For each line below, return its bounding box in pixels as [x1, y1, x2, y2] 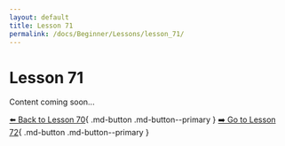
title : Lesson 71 [9, 21, 74, 30]
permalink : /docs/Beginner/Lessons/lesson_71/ [9, 29, 185, 38]
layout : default [9, 12, 69, 22]
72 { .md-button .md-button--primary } [9, 127, 149, 138]
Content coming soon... [9, 96, 95, 107]
